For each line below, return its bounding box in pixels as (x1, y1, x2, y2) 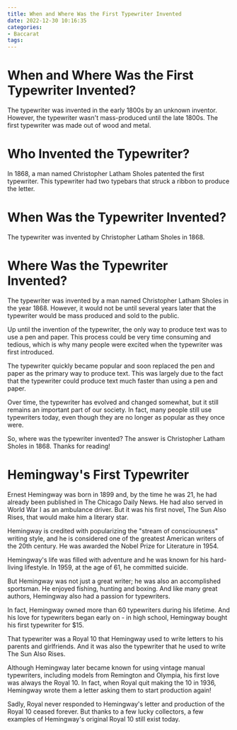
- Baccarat (7, 30, 40, 38)
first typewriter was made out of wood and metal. (7, 121, 151, 130)
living (7, 562, 23, 572)
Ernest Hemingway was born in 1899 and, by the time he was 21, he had (7, 490, 217, 499)
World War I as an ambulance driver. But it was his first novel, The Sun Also (7, 505, 226, 513)
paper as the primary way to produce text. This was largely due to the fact (7, 369, 224, 377)
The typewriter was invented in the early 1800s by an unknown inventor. (7, 106, 217, 114)
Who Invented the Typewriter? (7, 146, 190, 162)
